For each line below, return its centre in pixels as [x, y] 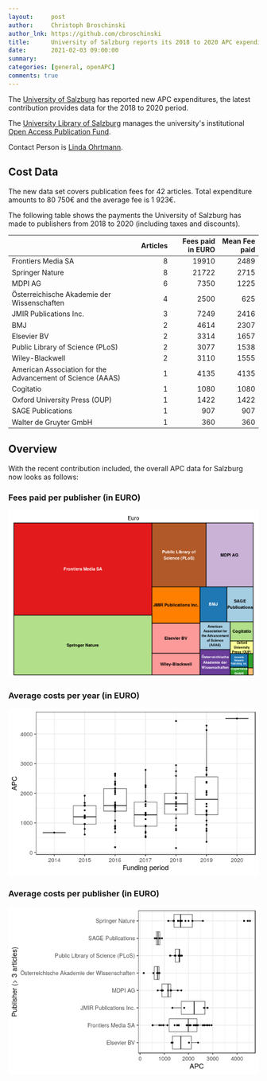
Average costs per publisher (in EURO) [84, 894]
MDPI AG [26, 283]
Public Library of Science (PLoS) [65, 347]
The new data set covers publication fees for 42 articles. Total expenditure [130, 191]
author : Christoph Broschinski [67, 25]
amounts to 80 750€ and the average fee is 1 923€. [92, 200]
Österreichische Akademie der [61, 295]
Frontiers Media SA [43, 261]
